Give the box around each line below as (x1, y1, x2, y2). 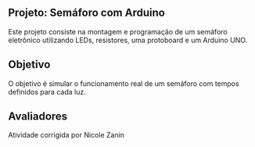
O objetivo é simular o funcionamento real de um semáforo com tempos (8, 78, 240, 88)
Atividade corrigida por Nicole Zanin (8, 131, 125, 140)
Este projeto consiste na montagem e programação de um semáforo (8, 27, 228, 36)
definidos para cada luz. (8, 87, 86, 96)
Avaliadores (8, 109, 68, 124)
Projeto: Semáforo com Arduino (8, 6, 166, 20)
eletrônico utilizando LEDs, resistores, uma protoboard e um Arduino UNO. (8, 35, 248, 45)
